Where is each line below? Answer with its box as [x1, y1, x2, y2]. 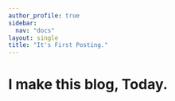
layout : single [8, 33, 59, 42]
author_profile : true [8, 11, 80, 20]
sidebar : [8, 19, 37, 27]
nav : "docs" [15, 26, 56, 34]
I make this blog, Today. [8, 76, 169, 94]
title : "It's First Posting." [8, 41, 109, 49]
